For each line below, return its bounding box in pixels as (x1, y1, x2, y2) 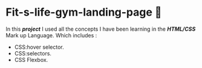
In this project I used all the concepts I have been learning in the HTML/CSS (5, 25, 196, 32)
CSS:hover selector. (14, 43, 64, 51)
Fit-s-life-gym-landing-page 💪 (5, 5, 162, 19)
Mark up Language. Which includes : (5, 31, 97, 39)
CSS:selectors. (14, 49, 52, 57)
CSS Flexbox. (14, 56, 48, 63)
